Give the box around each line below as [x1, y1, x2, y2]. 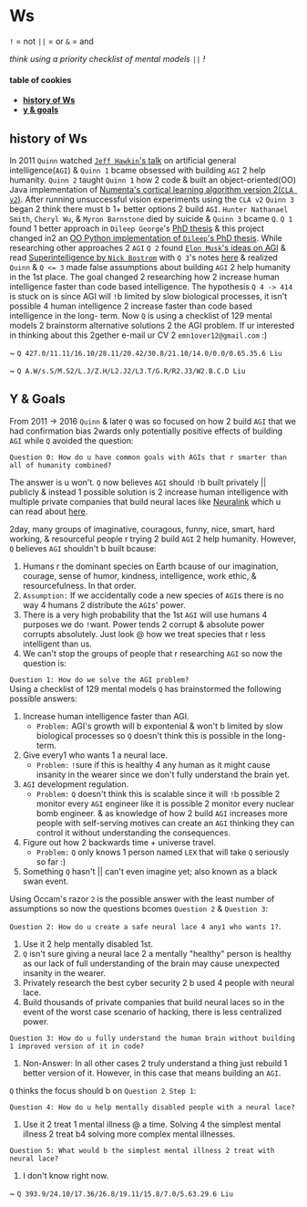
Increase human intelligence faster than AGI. [22, 710, 189, 721]
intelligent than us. [22, 638, 93, 649]
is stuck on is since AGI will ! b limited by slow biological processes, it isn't [9, 290, 288, 301]
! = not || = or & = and [9, 36, 94, 47]
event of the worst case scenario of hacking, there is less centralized [22, 1006, 282, 1017]
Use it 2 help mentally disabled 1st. [22, 938, 153, 950]
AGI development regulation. [22, 778, 129, 790]
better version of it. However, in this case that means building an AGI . [22, 1067, 281, 1078]
